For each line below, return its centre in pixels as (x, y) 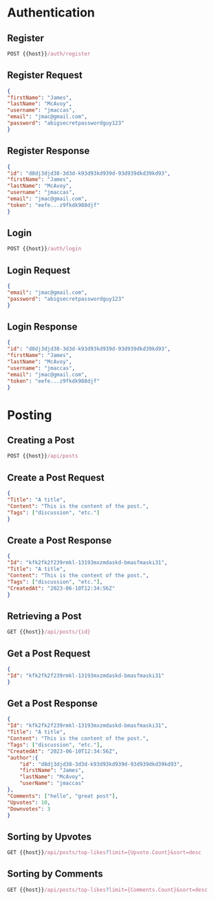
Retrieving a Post (44, 616)
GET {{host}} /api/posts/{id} (49, 632)
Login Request (39, 270)
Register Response (49, 151)
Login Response (42, 327)
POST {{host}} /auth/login (44, 249)
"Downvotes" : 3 (29, 809)
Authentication (51, 13)
